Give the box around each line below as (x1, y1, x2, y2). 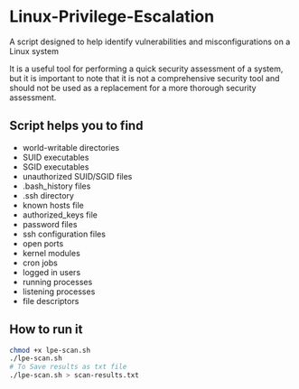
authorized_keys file (22, 209, 98, 220)
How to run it (9, 322, 83, 338)
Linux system (9, 45, 59, 56)
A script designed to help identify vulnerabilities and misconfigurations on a (9, 36, 291, 47)
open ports (22, 237, 64, 249)
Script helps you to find (9, 118, 144, 134)
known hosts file (22, 199, 84, 210)
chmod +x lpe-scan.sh (9, 346, 91, 355)
